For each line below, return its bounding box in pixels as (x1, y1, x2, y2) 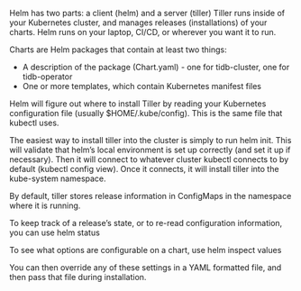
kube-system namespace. (9, 173, 106, 184)
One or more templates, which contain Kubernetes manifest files (22, 81, 261, 91)
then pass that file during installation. (9, 272, 147, 282)
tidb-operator (22, 71, 73, 82)
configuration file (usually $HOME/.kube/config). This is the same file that (9, 108, 283, 118)
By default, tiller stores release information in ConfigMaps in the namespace (9, 191, 292, 201)
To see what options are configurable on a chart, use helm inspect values (9, 245, 282, 255)
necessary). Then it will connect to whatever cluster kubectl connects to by (9, 154, 289, 165)
